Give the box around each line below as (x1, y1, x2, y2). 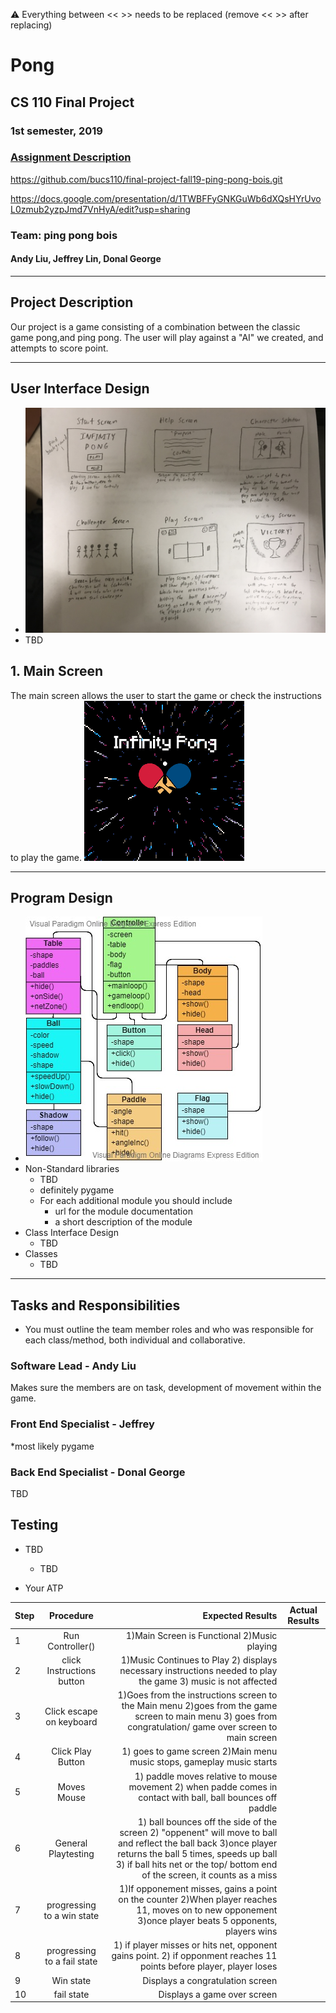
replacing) (10, 19, 53, 31)
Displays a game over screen (158, 1988, 278, 2000)
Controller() (47, 1640, 96, 1652)
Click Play (51, 1745, 92, 1758)
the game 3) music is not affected (138, 1675, 278, 1687)
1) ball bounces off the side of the (137, 1815, 278, 1828)
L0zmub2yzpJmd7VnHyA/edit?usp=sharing (10, 203, 191, 215)
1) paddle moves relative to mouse (134, 1770, 278, 1782)
